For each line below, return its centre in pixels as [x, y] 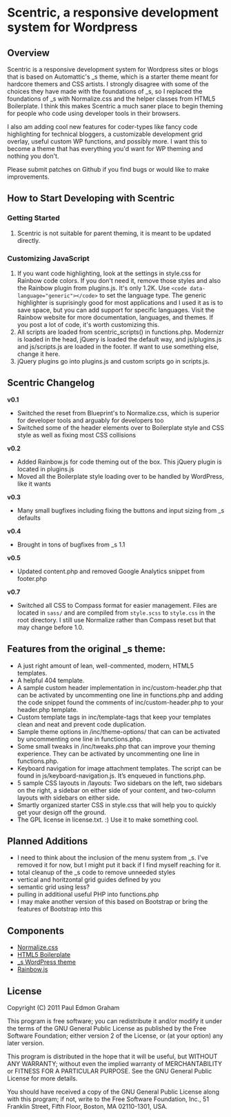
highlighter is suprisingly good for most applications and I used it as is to [120, 302]
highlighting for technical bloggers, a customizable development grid [105, 134]
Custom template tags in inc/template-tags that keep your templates [114, 717]
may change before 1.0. [50, 627]
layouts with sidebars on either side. [69, 798]
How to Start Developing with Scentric [91, 198]
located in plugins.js [46, 469]
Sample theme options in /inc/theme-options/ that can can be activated [119, 731]
